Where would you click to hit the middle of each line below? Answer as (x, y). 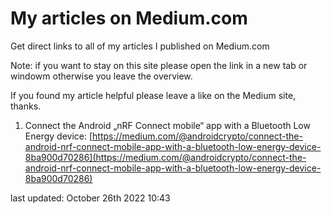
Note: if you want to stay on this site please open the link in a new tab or (159, 65)
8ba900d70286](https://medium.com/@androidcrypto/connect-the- (165, 157)
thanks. (26, 106)
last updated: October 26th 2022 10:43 (90, 198)
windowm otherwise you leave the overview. (101, 76)
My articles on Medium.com (129, 18)
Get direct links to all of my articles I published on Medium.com (140, 46)
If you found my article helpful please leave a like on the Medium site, (153, 95)
